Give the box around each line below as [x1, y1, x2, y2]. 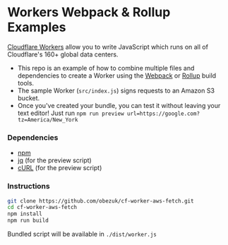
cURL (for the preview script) [17, 164, 102, 172]
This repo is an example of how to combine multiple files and [17, 64, 195, 72]
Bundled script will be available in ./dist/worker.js [7, 230, 157, 239]
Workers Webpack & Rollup [7, 4, 171, 20]
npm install [7, 210, 42, 217]
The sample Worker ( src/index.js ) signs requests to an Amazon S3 [17, 86, 215, 95]
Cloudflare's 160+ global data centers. [7, 50, 119, 59]
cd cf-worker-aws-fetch [7, 204, 78, 211]
